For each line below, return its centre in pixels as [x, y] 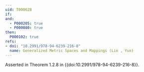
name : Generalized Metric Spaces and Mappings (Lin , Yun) [72, 50]
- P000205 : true [26, 23]
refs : [11, 42]
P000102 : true [24, 37]
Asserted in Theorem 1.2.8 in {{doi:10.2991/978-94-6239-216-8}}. [72, 65]
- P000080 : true [26, 28]
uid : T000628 [19, 10]
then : [11, 32]
